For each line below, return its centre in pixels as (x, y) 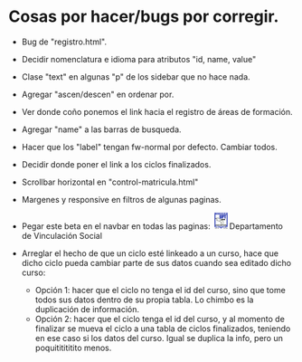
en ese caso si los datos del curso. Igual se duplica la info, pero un (159, 338)
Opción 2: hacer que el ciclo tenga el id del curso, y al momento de (160, 319)
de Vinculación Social (62, 235)
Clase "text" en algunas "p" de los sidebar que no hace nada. (136, 76)
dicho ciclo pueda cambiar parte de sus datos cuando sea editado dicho (156, 262)
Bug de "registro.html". (64, 42)
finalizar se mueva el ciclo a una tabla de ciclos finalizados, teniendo (163, 329)
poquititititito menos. (73, 348)
